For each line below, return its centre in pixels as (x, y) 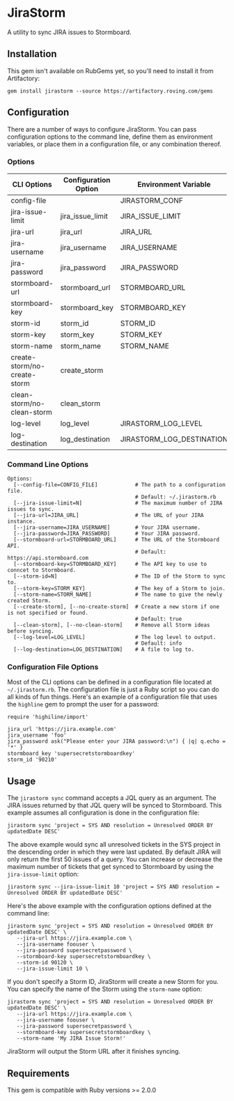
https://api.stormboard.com (48, 558)
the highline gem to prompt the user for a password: (83, 705)
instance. (22, 522)
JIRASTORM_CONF (151, 200)
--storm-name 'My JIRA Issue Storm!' (71, 1039)
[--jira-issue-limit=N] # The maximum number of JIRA (118, 503)
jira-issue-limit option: (43, 874)
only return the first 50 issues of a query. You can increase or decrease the (115, 859)
